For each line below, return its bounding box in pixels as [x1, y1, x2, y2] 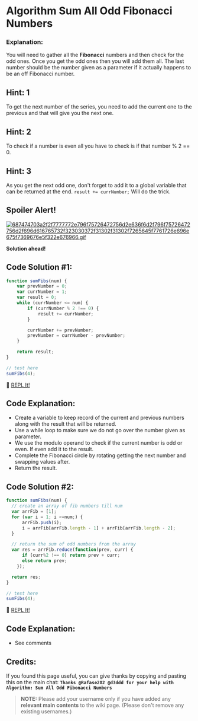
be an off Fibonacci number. [6, 70, 75, 78]
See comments [14, 639, 52, 647]
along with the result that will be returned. [14, 420, 116, 428]
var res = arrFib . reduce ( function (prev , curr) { [11, 547, 134, 553]
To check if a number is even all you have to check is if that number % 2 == [6, 142, 190, 149]
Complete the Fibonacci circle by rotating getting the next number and [14, 452, 186, 459]
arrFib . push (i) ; [21, 519, 62, 525]
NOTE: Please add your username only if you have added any [20, 695, 171, 702]
